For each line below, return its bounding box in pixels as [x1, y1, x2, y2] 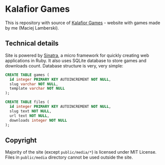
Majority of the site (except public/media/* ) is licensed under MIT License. [5, 149, 157, 155]
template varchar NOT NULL [9, 86, 65, 91]
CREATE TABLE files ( [5, 99, 50, 104]
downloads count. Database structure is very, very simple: [5, 63, 124, 68]
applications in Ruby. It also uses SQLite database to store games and [5, 58, 147, 64]
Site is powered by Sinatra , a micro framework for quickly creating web [5, 52, 149, 58]
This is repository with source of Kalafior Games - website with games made [5, 20, 161, 26]
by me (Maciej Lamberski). [5, 25, 59, 31]
